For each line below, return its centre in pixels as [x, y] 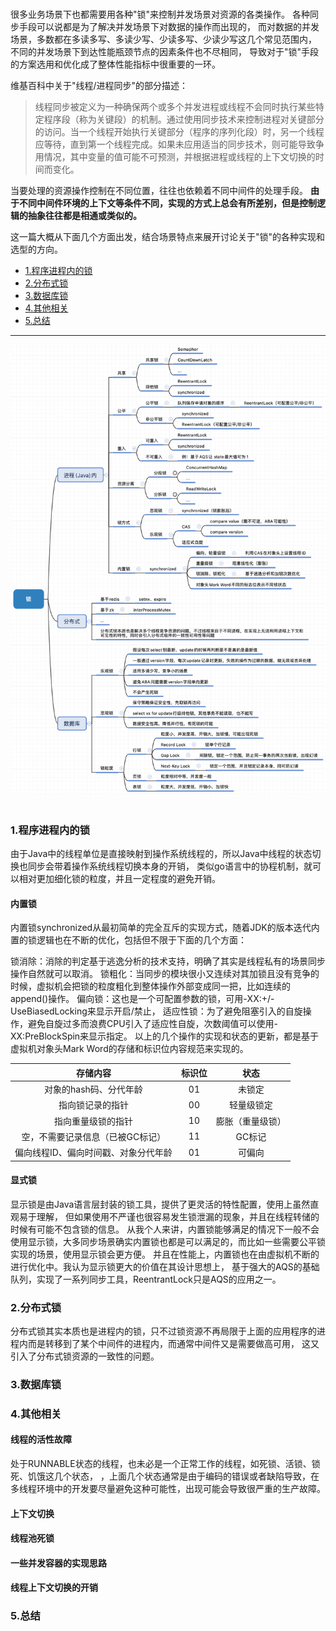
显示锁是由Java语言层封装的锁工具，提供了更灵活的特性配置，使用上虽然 [160, 1204]
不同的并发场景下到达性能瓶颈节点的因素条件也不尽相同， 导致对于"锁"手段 [164, 51]
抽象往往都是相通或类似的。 [84, 215]
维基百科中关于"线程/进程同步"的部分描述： [99, 85]
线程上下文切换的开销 [54, 1588]
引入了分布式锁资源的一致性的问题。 [85, 1356]
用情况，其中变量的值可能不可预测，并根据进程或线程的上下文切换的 [175, 156]
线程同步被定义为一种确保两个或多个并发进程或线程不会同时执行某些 [175, 106]
